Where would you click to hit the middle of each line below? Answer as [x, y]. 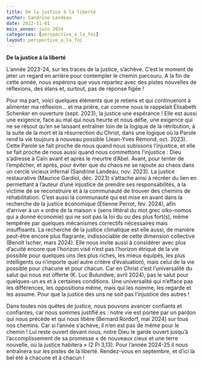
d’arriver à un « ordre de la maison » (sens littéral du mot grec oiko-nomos [99, 210]
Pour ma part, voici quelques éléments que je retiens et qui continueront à [98, 100]
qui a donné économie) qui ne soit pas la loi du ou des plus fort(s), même [98, 217]
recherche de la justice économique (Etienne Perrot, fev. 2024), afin [91, 204]
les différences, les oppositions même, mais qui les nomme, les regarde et [99, 288]
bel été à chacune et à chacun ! [45, 357]
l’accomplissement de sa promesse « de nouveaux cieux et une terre [92, 338]
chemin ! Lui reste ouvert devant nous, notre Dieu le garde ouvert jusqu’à [97, 332]
